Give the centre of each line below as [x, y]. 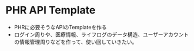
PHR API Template [51, 10]
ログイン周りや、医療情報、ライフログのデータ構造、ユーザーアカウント [101, 34]
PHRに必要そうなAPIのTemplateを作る [60, 27]
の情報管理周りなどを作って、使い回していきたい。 [76, 42]
